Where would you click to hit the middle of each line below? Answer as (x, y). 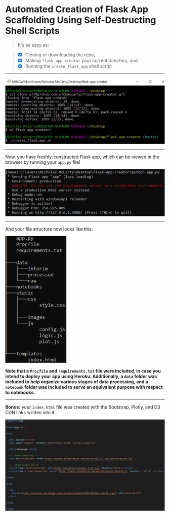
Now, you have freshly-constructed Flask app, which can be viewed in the (82, 157)
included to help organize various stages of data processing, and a (77, 382)
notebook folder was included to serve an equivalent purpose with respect (84, 387)
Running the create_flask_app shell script (69, 66)
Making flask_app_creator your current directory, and (81, 60)
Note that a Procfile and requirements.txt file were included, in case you (83, 371)
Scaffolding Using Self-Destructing (81, 20)
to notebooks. (20, 393)
